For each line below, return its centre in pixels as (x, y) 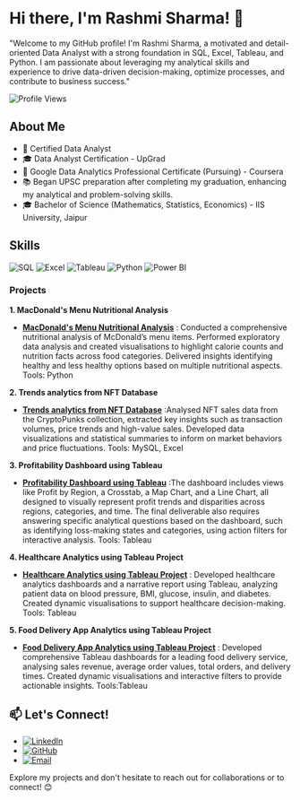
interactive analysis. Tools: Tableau (87, 539)
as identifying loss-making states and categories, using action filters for (155, 530)
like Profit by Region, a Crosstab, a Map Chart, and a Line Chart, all (145, 491)
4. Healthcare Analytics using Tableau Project (96, 557)
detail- (277, 43)
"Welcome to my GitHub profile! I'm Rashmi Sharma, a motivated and (137, 43)
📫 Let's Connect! (59, 715)
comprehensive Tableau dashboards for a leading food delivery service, (155, 657)
